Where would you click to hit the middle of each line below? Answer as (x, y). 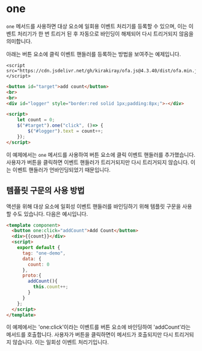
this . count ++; (50, 287)
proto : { (32, 276)
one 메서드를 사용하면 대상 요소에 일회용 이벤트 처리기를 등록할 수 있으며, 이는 (97, 26)
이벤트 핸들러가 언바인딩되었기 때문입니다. (62, 169)
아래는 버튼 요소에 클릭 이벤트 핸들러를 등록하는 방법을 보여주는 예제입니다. (94, 54)
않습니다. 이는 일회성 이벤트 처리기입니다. (61, 342)
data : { (32, 259)
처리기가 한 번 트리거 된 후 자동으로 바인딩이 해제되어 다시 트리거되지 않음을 (106, 33)
